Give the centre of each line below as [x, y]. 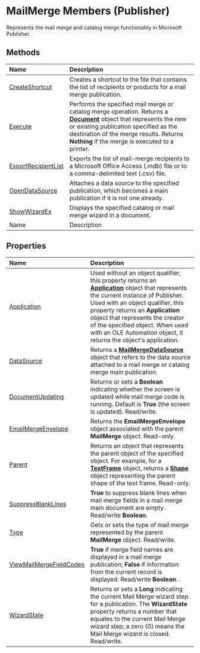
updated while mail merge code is [137, 397]
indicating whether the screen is [135, 389]
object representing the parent [133, 475]
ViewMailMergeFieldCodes [47, 564]
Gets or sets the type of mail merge [140, 525]
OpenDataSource [33, 190]
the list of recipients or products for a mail [128, 86]
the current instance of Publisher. [137, 295]
